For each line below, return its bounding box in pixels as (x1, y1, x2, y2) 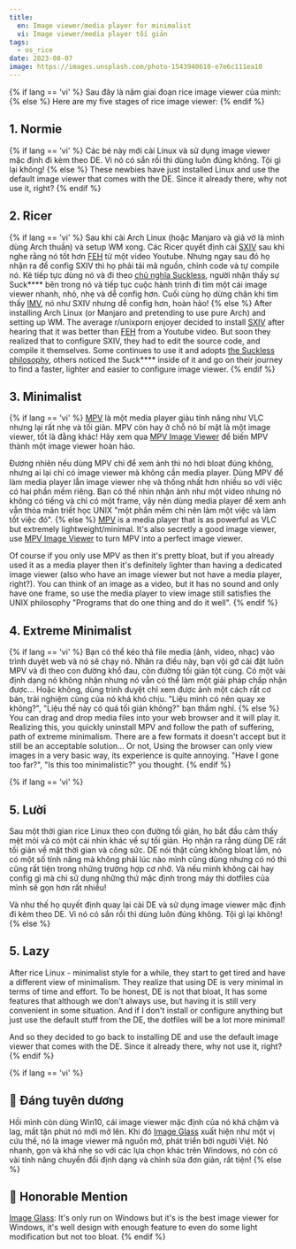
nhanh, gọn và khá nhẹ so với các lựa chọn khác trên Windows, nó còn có (9, 1145, 278, 1155)
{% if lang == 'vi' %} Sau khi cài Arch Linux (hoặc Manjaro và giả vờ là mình (9, 232, 285, 243)
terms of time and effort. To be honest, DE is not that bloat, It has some (9, 986, 268, 997)
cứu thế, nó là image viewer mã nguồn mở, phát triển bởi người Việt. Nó (9, 1135, 269, 1146)
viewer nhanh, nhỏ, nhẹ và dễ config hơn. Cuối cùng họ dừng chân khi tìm (9, 289, 278, 299)
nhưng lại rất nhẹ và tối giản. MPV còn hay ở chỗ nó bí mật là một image (9, 422, 271, 433)
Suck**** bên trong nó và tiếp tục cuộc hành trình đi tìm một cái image (9, 279, 268, 289)
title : (9, 12, 34, 22)
